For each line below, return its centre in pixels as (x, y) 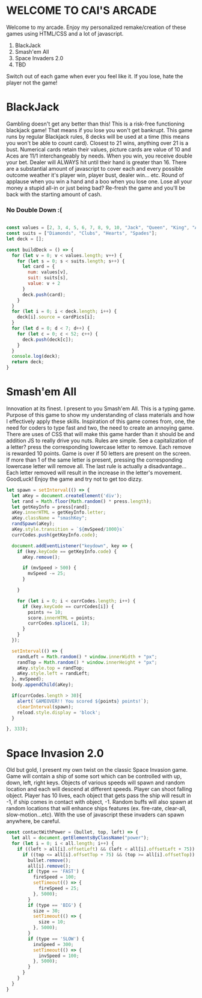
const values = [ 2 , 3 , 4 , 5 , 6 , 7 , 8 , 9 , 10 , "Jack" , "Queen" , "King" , (98, 228)
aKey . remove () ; (41, 557)
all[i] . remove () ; (49, 866)
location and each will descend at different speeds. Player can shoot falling (99, 789)
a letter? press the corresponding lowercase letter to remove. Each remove (99, 447)
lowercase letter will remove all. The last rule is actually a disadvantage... (96, 466)
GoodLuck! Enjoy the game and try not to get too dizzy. (75, 479)
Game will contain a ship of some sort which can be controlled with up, (94, 777)
